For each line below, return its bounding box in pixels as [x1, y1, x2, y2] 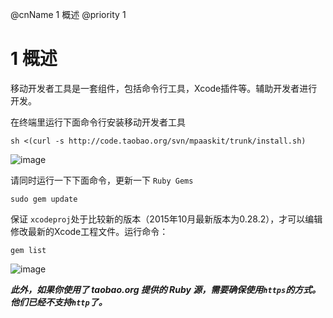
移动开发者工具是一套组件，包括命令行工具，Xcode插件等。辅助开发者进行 [10, 82, 318, 94]
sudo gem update [10, 194, 78, 204]
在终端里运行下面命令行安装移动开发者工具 [10, 116, 186, 128]
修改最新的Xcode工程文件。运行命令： [10, 225, 169, 237]
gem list [10, 245, 47, 255]
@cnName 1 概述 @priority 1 [10, 9, 127, 20]
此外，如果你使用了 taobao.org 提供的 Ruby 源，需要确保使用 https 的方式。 [10, 283, 322, 295]
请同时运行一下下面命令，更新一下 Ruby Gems [10, 174, 194, 186]
